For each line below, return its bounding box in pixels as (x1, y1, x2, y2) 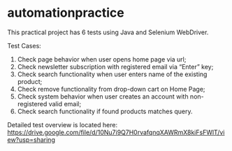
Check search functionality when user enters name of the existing (17, 70, 208, 78)
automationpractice (7, 5, 124, 21)
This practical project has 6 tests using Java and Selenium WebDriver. (7, 28, 209, 36)
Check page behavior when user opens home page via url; (17, 55, 187, 64)
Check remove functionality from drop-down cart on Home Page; (17, 85, 205, 93)
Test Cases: (7, 41, 42, 50)
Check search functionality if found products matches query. (17, 107, 194, 115)
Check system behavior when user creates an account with (17, 92, 189, 101)
